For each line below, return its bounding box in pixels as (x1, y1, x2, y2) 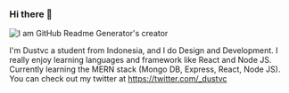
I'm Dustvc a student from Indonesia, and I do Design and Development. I (9, 45, 278, 56)
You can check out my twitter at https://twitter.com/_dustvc (9, 74, 227, 84)
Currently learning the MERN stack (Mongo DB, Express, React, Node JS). (9, 64, 281, 74)
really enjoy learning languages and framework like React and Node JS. (9, 55, 272, 66)
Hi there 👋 (9, 8, 54, 20)
